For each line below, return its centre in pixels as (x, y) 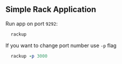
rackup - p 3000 (29, 56)
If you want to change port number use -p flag (61, 45)
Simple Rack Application (51, 10)
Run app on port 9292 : (32, 23)
